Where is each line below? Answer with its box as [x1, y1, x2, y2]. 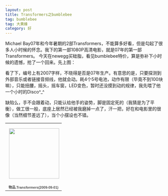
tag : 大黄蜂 [5, 21, 28, 27]
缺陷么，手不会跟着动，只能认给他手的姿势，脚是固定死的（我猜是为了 [5, 100, 150, 106]
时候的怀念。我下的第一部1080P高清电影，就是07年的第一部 [18, 47, 142, 53]
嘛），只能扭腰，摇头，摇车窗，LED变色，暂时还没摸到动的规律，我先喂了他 [5, 82, 161, 88]
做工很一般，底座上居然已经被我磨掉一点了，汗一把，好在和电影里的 [16, 106, 157, 112]
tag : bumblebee [5, 17, 37, 22]
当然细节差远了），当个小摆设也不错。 [14, 112, 91, 118]
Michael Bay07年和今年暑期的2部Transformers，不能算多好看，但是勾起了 [5, 41, 159, 47]
